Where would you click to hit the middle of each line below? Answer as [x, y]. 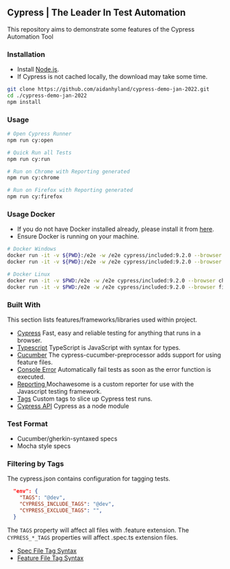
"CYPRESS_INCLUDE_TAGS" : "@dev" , [67, 504]
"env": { [26, 491]
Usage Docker [31, 214]
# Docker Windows [32, 249]
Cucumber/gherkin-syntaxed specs [67, 439]
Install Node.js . [38, 69]
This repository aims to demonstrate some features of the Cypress [101, 29]
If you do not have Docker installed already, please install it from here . [115, 229]
